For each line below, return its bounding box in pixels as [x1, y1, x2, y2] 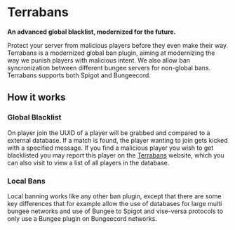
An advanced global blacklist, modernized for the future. [7, 27, 177, 36]
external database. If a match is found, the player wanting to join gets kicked [7, 136, 228, 144]
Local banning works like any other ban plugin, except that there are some [7, 191, 222, 200]
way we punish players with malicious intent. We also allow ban [7, 56, 191, 64]
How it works [7, 91, 66, 103]
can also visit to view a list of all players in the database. [7, 158, 170, 167]
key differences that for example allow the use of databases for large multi [7, 199, 222, 207]
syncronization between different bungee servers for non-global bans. [7, 63, 211, 72]
